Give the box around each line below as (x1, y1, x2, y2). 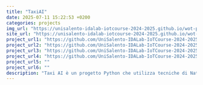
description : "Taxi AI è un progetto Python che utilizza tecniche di (6, 70, 188, 76)
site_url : (6, 31, 31, 37)
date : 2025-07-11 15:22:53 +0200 (6, 14, 91, 20)
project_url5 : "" (6, 59, 50, 65)
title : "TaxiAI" (6, 8, 47, 15)
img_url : (6, 25, 28, 32)
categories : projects (6, 20, 61, 26)
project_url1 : (6, 37, 42, 42)
